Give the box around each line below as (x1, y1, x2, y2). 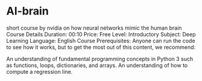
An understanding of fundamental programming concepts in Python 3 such (6, 55, 194, 62)
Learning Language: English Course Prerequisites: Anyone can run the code (6, 37, 195, 44)
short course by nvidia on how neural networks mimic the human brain (6, 24, 183, 31)
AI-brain (6, 4, 49, 18)
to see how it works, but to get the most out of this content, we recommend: (6, 44, 196, 51)
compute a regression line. (6, 68, 73, 75)
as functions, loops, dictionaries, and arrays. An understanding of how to (6, 62, 188, 69)
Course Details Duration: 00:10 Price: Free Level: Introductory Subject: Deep (6, 30, 196, 37)
